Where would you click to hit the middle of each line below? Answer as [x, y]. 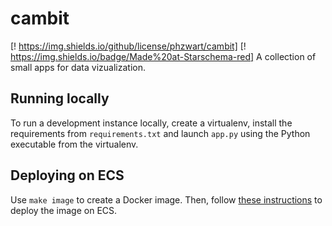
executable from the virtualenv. [74, 144]
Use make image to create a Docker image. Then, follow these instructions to [166, 199]
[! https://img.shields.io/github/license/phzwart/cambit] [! [128, 46]
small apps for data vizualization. [78, 67]
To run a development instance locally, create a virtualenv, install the [151, 123]
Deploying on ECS [67, 175]
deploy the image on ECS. [64, 210]
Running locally [60, 98]
